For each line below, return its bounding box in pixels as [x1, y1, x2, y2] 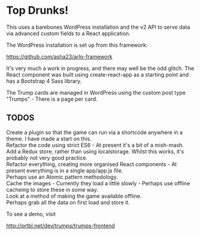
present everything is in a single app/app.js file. [6, 167, 123, 174]
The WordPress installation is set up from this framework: [6, 41, 148, 49]
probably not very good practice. [6, 154, 88, 161]
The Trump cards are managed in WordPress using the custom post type [6, 89, 186, 96]
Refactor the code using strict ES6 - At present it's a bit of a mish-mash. [6, 141, 184, 149]
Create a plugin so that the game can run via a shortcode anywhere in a [6, 128, 183, 135]
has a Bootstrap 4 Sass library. [6, 77, 82, 85]
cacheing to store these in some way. [6, 186, 99, 193]
